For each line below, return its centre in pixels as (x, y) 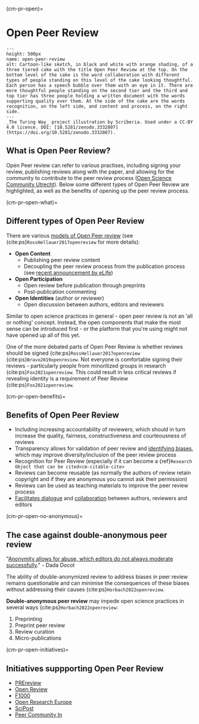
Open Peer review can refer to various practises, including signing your (94, 165)
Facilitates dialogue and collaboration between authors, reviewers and (101, 498)
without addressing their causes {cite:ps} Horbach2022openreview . (85, 589)
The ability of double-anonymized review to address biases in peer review (97, 577)
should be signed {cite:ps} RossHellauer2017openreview (73, 353)
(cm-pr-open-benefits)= (36, 396)
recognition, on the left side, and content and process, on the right (97, 106)
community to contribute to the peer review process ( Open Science (89, 178)
